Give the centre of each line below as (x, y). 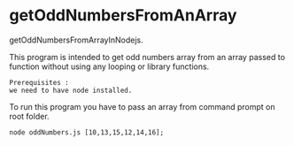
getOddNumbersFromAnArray (123, 15)
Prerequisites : (39, 82)
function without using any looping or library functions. (109, 66)
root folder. (30, 116)
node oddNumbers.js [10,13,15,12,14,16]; (87, 132)
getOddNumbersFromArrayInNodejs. (76, 40)
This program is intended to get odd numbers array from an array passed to (147, 57)
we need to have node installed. (71, 90)
